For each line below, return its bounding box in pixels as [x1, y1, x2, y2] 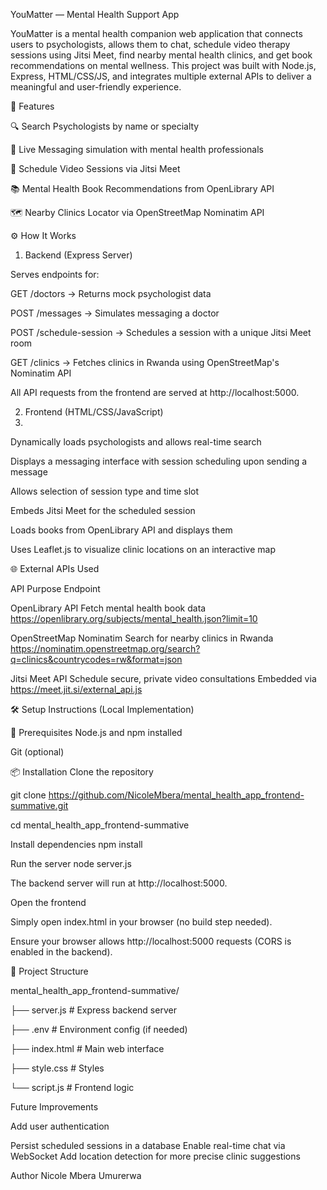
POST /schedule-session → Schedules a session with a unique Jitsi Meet [10, 327, 312, 338]
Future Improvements [10, 1101, 99, 1113]
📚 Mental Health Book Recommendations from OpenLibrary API [10, 183, 275, 194]
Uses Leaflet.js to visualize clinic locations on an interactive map [10, 544, 276, 555]
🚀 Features [10, 100, 55, 112]
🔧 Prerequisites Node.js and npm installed [10, 727, 183, 738]
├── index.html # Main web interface [10, 1043, 165, 1054]
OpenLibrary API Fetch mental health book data [10, 602, 207, 614]
